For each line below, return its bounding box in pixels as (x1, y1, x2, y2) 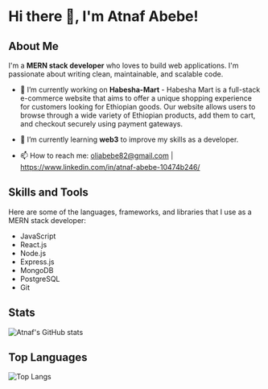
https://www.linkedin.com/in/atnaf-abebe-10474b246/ (19, 163, 200, 172)
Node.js (19, 248, 47, 258)
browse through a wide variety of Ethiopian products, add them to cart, (19, 110, 256, 120)
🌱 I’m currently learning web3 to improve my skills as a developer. (19, 134, 239, 144)
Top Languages (8, 350, 88, 365)
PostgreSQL (19, 274, 60, 283)
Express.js (19, 257, 55, 267)
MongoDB (19, 265, 54, 275)
